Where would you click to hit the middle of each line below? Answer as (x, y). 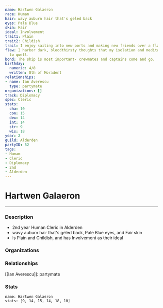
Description (19, 217)
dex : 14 (17, 118)
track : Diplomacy (23, 95)
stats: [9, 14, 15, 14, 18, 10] (38, 301)
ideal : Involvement (25, 32)
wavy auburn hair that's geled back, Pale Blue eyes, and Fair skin (77, 233)
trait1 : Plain (19, 37)
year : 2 (13, 136)
